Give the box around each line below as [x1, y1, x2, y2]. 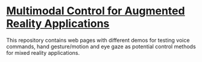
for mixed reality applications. [6, 49, 80, 56]
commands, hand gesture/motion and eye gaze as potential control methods [6, 43, 196, 50]
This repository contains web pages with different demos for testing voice [6, 36, 190, 44]
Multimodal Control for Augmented [6, 4, 185, 18]
